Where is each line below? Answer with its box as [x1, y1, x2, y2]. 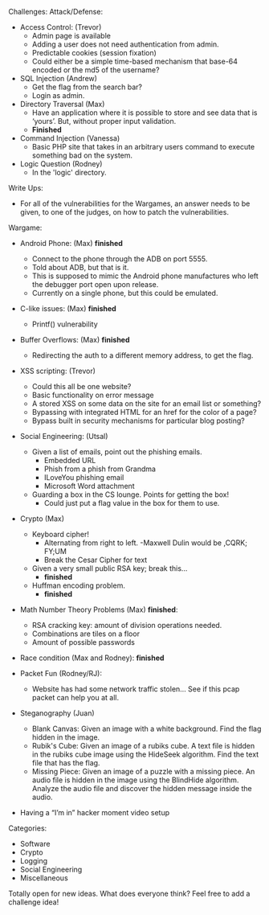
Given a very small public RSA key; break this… [31, 564, 188, 573]
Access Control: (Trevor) [19, 23, 102, 31]
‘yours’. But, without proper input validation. [31, 117, 177, 125]
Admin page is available [31, 31, 111, 40]
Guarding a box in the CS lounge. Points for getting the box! [31, 490, 230, 499]
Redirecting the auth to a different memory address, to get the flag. [31, 351, 254, 360]
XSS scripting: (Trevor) [19, 366, 96, 375]
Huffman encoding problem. [31, 581, 126, 590]
